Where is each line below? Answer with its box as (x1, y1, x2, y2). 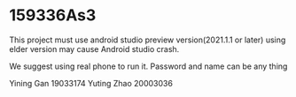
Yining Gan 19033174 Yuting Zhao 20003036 (9, 78, 173, 88)
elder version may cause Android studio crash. (9, 43, 180, 54)
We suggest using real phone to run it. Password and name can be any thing (9, 61, 288, 71)
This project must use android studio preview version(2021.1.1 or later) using (9, 34, 286, 45)
